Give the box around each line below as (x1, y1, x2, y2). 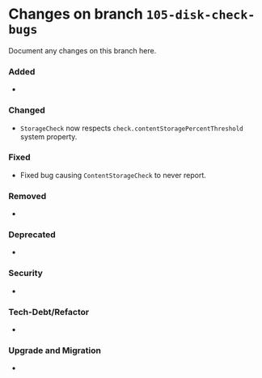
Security (8, 268, 43, 279)
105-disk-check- (146, 7, 256, 23)
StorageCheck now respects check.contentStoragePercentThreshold (19, 123, 244, 133)
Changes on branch (8, 5, 144, 23)
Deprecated (8, 229, 57, 240)
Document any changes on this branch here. (8, 45, 157, 55)
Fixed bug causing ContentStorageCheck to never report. (19, 170, 206, 180)
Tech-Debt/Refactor (8, 306, 90, 317)
